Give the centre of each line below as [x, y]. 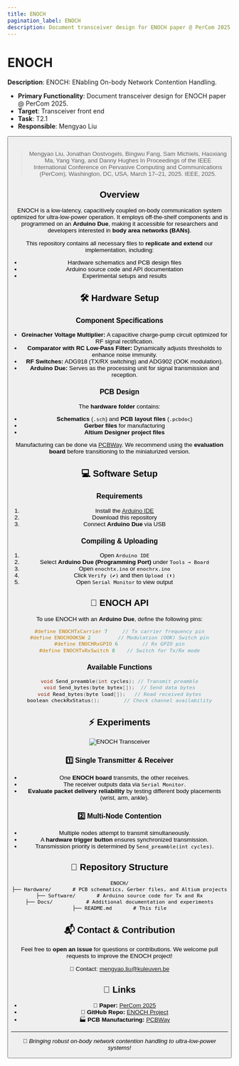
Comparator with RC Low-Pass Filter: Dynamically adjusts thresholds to [124, 348]
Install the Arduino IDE [124, 511]
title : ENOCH [27, 14]
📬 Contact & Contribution [119, 929]
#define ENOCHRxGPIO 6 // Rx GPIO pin [119, 644]
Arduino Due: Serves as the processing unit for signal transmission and [124, 368]
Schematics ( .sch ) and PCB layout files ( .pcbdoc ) [125, 419]
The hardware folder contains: [119, 406]
